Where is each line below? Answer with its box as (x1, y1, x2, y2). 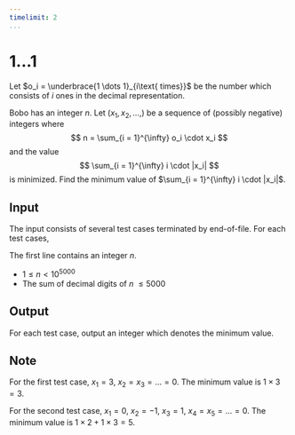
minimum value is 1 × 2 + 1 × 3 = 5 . (9, 417, 136, 428)
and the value (9, 146, 60, 157)
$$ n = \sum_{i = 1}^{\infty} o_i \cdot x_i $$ (70, 132, 228, 143)
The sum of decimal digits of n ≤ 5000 (21, 278, 166, 289)
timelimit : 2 (9, 12, 58, 22)
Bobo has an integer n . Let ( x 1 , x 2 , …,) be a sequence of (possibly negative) (9, 107, 283, 120)
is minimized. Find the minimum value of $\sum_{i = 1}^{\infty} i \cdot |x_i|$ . (9, 174, 286, 185)
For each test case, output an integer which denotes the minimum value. (9, 328, 274, 338)
